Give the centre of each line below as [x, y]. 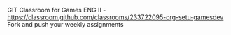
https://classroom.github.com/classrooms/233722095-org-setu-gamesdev [115, 17]
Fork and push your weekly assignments [65, 24]
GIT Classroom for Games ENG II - [57, 10]
